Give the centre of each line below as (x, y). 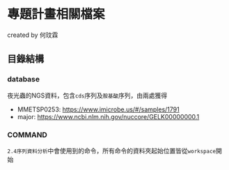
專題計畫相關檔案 (56, 14)
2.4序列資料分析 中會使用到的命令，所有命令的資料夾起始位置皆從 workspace (112, 150)
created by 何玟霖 (33, 35)
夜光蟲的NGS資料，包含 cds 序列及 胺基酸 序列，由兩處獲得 (87, 95)
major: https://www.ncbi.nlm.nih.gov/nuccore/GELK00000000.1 (108, 116)
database (24, 79)
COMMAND (27, 134)
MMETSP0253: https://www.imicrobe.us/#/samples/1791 (98, 109)
